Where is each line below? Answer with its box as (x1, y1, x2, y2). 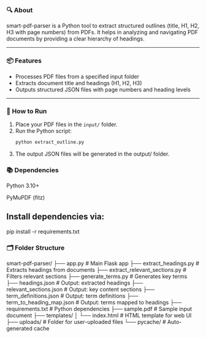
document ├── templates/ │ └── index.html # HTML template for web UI (6, 312, 192, 319)
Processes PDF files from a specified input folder (15, 73, 140, 80)
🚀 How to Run (6, 107, 47, 115)
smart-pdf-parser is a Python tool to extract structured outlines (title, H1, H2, (6, 22, 200, 29)
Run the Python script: (15, 127, 72, 134)
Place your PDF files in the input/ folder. (15, 121, 118, 128)
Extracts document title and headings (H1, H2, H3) (15, 79, 142, 86)
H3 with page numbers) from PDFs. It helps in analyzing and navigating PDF (6, 29, 199, 36)
